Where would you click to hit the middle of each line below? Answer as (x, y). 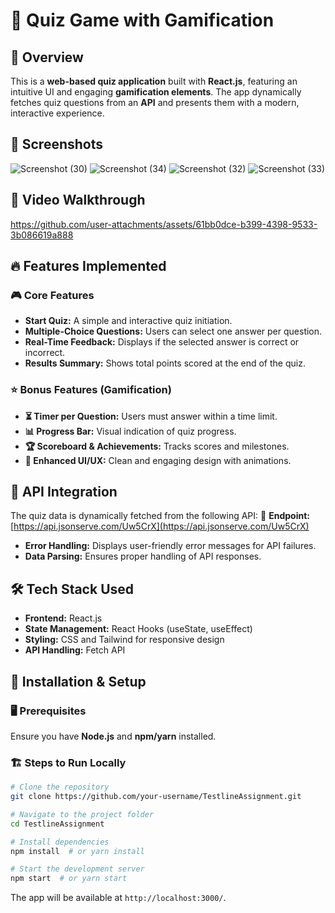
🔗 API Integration (64, 492)
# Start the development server (77, 869)
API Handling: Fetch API (75, 650)
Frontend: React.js (63, 618)
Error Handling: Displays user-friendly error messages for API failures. (170, 546)
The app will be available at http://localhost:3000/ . (118, 898)
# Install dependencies (60, 842)
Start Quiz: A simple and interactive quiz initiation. (128, 321)
